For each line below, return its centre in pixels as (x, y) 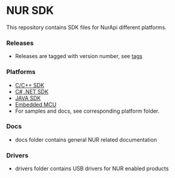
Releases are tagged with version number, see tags (79, 56)
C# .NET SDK (32, 91)
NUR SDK (30, 11)
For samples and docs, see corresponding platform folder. (87, 111)
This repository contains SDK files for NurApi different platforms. (87, 27)
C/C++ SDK (30, 85)
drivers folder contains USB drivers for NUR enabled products (92, 169)
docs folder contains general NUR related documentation (86, 139)
